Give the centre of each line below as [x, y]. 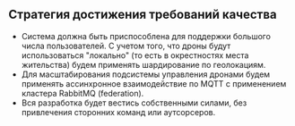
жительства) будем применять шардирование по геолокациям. [143, 64]
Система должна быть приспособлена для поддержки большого [146, 36]
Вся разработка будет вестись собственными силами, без [134, 103]
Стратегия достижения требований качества [143, 15]
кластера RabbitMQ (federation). [82, 93]
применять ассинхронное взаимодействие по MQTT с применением [154, 83]
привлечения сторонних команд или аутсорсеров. [118, 112]
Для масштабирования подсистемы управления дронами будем [146, 74]
